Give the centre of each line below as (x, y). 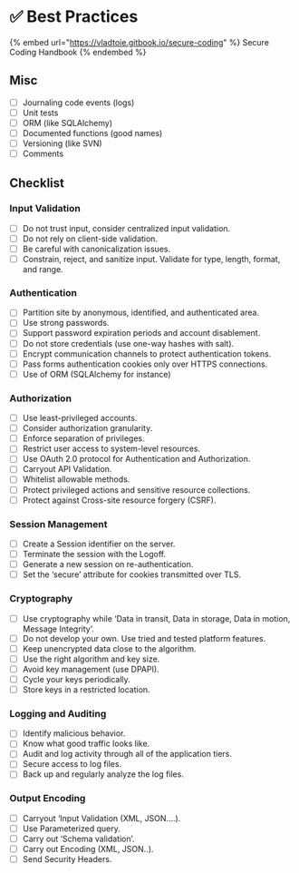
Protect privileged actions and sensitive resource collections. (136, 490)
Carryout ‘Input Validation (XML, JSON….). (101, 818)
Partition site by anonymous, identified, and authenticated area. (141, 313)
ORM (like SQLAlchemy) (68, 123)
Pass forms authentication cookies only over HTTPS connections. (145, 364)
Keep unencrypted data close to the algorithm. (109, 648)
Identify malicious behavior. (74, 733)
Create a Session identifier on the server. (99, 544)
